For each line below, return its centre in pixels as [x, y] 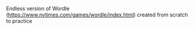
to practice [19, 21]
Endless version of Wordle [38, 9]
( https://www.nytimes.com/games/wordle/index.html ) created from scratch [97, 15]
